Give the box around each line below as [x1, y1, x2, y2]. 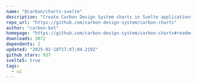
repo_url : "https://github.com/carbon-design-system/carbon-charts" [6, 19, 177, 25]
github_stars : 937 [6, 52, 51, 58]
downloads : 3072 [6, 36, 46, 41]
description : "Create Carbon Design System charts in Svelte [6, 14, 159, 20]
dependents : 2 [6, 41, 41, 47]
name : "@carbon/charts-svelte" [6, 8, 83, 15]
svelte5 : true [6, 57, 41, 63]
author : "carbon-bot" [6, 25, 59, 31]
